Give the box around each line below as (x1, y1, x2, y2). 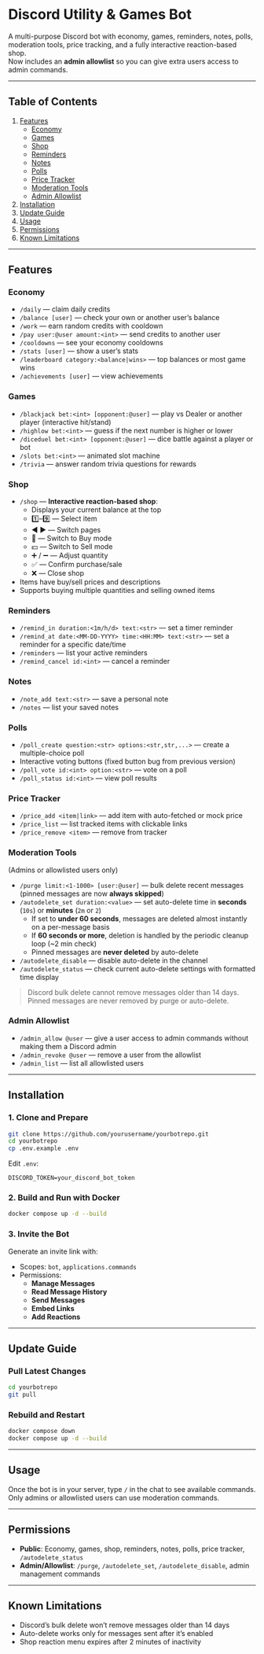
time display (19, 972, 59, 982)
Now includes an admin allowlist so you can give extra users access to (8, 57, 239, 66)
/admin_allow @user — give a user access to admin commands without (19, 1033, 249, 1043)
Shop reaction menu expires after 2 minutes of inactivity (19, 1637, 202, 1646)
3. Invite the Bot (8, 1229, 69, 1240)
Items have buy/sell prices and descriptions (19, 577, 161, 587)
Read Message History (31, 1287, 108, 1296)
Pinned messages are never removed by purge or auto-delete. (27, 996, 229, 1005)
